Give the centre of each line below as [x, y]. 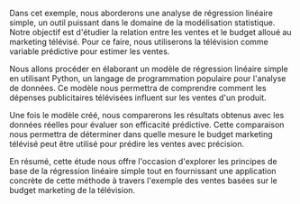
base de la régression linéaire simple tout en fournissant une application [143, 171]
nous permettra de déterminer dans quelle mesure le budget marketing [141, 134]
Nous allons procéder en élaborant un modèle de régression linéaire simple [149, 69]
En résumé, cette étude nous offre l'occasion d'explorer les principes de [143, 161]
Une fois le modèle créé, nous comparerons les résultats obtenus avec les [147, 115]
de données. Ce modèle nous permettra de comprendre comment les [138, 88]
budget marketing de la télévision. [73, 190]
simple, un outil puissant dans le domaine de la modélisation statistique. [142, 23]
